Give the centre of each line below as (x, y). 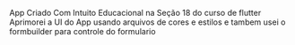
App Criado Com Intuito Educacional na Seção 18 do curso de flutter (135, 13)
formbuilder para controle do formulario (82, 31)
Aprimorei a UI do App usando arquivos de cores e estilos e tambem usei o (147, 22)
